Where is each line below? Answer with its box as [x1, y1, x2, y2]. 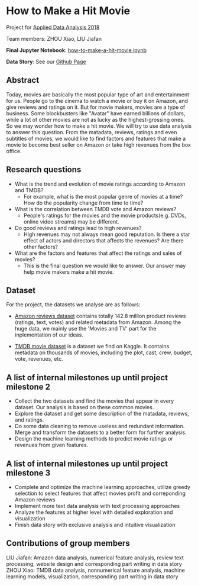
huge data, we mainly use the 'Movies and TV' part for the [14, 325, 157, 332]
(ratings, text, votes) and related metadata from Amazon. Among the [14, 319, 181, 326]
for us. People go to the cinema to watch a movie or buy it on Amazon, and [6, 97, 188, 104]
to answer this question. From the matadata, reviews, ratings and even [6, 128, 177, 135]
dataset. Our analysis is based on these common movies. [14, 404, 154, 411]
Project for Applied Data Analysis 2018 [6, 24, 100, 31]
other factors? [23, 243, 58, 250]
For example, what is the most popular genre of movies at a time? [23, 193, 183, 200]
